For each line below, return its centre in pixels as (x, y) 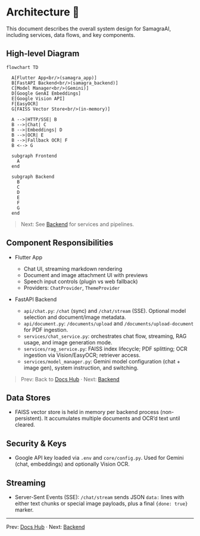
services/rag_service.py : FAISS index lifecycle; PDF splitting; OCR (105, 349)
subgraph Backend (33, 177)
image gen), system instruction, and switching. (81, 368)
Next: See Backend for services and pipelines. (77, 224)
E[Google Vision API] (38, 98)
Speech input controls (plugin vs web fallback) (81, 281)
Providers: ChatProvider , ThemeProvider (72, 287)
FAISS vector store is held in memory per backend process (87, 412)
